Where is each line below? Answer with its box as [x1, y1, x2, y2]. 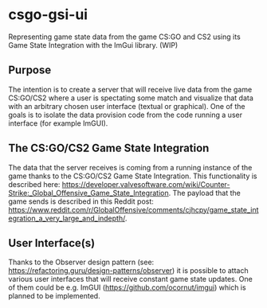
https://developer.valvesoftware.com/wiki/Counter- [61, 179, 230, 189]
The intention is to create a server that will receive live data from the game [8, 84, 253, 94]
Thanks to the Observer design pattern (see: [8, 257, 155, 267]
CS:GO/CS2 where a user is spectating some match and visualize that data [8, 93, 253, 103]
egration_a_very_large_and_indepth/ [8, 213, 126, 223]
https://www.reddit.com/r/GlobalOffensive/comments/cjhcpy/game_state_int [8, 205, 259, 214]
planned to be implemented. [8, 291, 101, 301]
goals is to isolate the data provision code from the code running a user [8, 110, 243, 119]
